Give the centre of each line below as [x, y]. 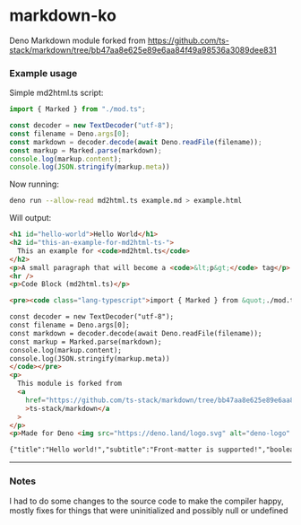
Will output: [30, 218]
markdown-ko [63, 16]
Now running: [34, 184]
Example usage [43, 73]
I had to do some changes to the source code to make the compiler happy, [146, 501]
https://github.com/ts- [189, 40]
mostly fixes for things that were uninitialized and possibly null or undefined [149, 510]
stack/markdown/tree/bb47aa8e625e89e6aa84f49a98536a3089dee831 [143, 49]
